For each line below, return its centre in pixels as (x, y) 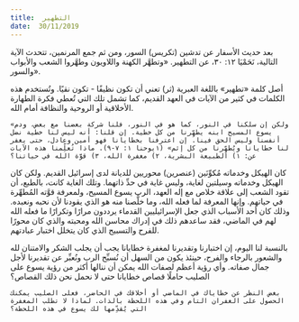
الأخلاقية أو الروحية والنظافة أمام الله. (72, 107)
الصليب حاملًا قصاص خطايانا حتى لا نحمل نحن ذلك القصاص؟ (110, 276)
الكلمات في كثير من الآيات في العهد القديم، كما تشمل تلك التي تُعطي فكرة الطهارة (148, 98)
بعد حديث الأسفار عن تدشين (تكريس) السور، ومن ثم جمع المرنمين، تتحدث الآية (142, 51)
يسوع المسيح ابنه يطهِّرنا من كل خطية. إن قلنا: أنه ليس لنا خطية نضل (141, 132)
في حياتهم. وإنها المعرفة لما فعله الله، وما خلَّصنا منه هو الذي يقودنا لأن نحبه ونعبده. (147, 201)
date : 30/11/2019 (45, 26)
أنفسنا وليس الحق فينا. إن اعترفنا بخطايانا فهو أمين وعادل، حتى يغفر (145, 140)
